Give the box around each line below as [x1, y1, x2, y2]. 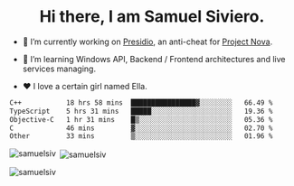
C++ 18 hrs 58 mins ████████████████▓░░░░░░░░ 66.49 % [9, 98, 273, 107]
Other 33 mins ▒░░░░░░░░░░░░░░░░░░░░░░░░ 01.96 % [9, 132, 273, 141]
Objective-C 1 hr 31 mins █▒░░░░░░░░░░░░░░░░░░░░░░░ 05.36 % [9, 115, 273, 124]
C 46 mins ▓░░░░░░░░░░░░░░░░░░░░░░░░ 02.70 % [9, 124, 273, 133]
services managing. [22, 63, 97, 74]
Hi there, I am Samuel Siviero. [39, 6, 265, 27]
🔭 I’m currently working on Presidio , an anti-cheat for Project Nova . [22, 36, 273, 47]
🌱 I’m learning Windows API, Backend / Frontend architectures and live [22, 53, 287, 64]
